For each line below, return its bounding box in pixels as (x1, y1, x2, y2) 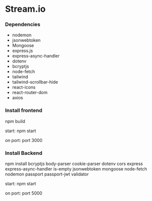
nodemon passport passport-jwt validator (5, 171, 89, 177)
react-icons (12, 85, 36, 90)
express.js (12, 48, 33, 54)
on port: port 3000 (5, 137, 43, 143)
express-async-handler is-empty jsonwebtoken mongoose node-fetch (5, 166, 148, 172)
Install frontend (5, 107, 43, 114)
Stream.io (5, 3, 46, 15)
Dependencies (5, 21, 41, 28)
